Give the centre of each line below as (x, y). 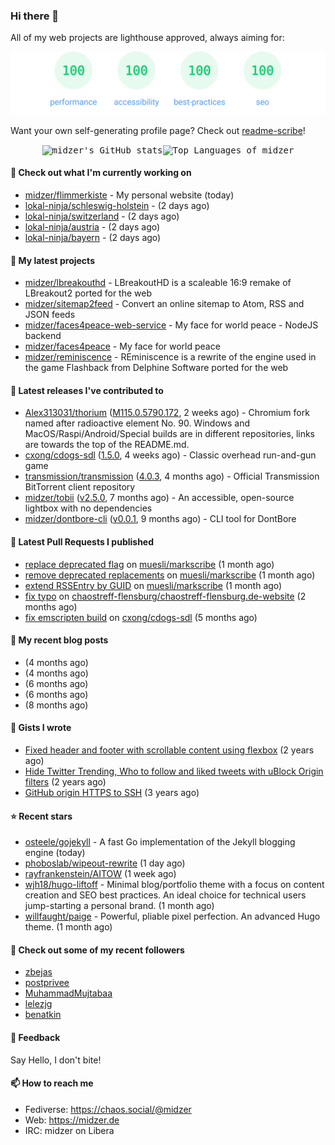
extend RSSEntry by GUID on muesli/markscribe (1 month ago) (153, 585)
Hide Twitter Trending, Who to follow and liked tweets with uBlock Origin (174, 771)
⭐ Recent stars (41, 816)
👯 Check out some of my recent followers (97, 950)
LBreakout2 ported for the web (88, 293)
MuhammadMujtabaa (68, 993)
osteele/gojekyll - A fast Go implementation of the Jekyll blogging (160, 842)
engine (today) (55, 853)
